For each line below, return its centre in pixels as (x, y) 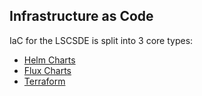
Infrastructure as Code (81, 16)
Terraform (44, 81)
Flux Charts (47, 70)
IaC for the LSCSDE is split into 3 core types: (101, 40)
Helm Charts (49, 60)
